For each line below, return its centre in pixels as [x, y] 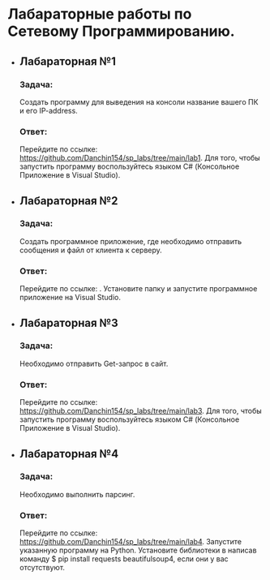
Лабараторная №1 [68, 61]
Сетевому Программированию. [122, 31]
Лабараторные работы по [100, 14]
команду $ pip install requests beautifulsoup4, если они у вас [124, 559]
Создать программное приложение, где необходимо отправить [131, 241]
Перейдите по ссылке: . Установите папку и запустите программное [138, 289]
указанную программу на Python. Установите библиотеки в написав [138, 550]
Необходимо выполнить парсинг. [77, 494]
